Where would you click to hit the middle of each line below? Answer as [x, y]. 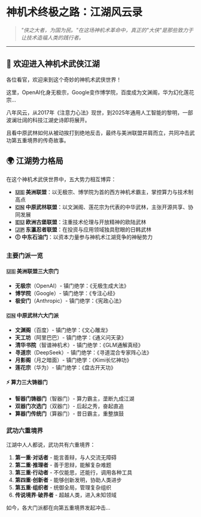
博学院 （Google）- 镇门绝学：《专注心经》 [66, 293]
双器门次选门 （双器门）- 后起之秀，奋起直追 [69, 406]
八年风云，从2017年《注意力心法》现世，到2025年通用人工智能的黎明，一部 [100, 112]
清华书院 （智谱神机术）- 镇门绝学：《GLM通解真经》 [79, 345]
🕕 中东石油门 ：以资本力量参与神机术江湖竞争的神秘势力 [84, 237]
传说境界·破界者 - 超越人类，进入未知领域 [66, 495]
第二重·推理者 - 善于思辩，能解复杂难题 [63, 465]
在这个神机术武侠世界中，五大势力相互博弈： [61, 179]
